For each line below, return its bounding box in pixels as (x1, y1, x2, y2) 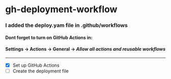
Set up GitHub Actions (12, 62, 60, 68)
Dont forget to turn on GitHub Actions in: (5, 34, 93, 40)
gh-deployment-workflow (5, 4, 118, 15)
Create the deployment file (12, 68, 69, 74)
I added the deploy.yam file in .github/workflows (5, 22, 128, 29)
